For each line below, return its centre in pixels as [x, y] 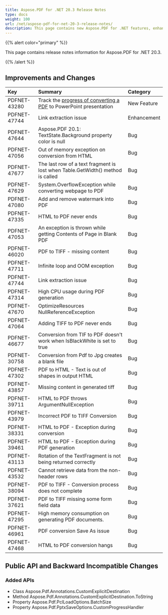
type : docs [16, 14]
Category [139, 91]
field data [49, 505]
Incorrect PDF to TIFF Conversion [77, 415]
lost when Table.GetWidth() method [80, 170]
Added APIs [20, 580]
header [46, 476]
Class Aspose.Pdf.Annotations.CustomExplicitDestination [71, 591]
